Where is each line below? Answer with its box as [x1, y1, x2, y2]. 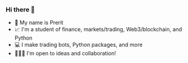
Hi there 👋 [5, 5, 36, 14]
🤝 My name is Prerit [14, 19, 64, 26]
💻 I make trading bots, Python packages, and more [14, 41, 143, 49]
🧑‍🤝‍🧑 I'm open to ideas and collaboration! [14, 50, 116, 57]
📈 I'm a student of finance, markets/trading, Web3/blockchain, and [14, 26, 183, 33]
